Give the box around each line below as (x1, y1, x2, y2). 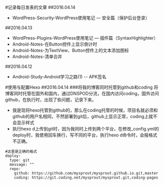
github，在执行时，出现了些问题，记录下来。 (5, 97, 97, 103)
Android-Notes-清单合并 (12, 54, 62, 60)
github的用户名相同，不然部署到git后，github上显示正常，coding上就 (12, 114, 153, 119)
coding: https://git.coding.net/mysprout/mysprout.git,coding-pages (14, 175, 159, 180)
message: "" (9, 162, 35, 167)
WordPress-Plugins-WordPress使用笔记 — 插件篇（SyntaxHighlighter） (12, 35, 159, 41)
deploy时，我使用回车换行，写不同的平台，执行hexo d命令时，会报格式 (12, 132, 158, 138)
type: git (9, 158, 30, 163)
